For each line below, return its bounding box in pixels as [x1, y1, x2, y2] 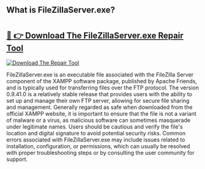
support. [6, 156, 28, 163]
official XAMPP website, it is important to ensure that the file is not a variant [6, 110, 197, 117]
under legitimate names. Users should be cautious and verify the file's [6, 123, 183, 130]
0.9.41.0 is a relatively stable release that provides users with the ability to [6, 91, 193, 97]
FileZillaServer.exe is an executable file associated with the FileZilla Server [6, 71, 194, 78]
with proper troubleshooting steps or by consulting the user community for [6, 149, 195, 156]
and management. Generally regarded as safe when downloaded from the [6, 103, 193, 111]
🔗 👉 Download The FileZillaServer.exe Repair [6, 30, 184, 40]
